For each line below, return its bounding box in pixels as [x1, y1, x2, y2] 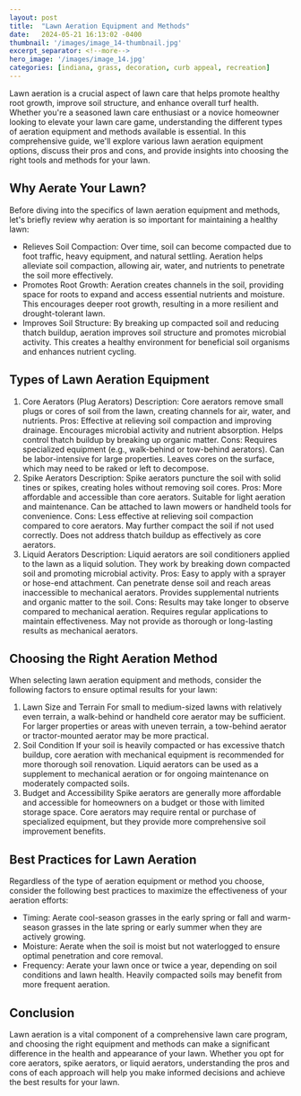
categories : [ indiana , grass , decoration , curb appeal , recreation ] [9, 64, 271, 73]
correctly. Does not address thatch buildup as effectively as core [21, 529, 262, 540]
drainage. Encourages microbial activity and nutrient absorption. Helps [21, 424, 284, 436]
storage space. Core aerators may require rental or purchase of [21, 807, 257, 818]
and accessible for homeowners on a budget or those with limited [21, 797, 265, 809]
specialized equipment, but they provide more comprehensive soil [21, 817, 266, 827]
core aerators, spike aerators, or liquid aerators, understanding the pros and [9, 1057, 289, 1068]
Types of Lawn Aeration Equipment [9, 372, 210, 387]
